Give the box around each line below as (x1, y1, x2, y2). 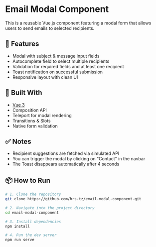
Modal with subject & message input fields (12, 53, 100, 59)
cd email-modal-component (5, 210, 59, 215)
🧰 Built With (5, 89, 42, 97)
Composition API (12, 107, 47, 113)
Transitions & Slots (12, 118, 51, 123)
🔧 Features (5, 40, 39, 48)
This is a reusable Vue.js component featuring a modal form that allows (5, 20, 152, 26)
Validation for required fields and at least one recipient (12, 63, 124, 69)
